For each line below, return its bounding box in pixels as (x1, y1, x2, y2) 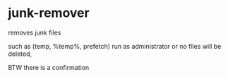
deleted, (8, 49, 32, 58)
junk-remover (8, 5, 90, 21)
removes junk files (8, 28, 61, 37)
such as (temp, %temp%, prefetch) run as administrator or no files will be (8, 42, 222, 50)
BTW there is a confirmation (8, 63, 90, 71)
